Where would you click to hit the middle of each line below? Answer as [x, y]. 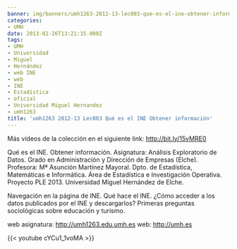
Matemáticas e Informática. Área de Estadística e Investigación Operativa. [115, 174]
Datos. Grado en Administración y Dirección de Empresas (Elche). [103, 160]
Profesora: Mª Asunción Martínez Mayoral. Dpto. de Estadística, [100, 167]
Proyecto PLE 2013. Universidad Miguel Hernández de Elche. [96, 182]
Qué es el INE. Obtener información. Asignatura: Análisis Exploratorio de [112, 152]
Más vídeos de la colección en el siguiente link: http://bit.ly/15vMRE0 [107, 139]
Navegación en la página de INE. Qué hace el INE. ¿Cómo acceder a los [111, 196]
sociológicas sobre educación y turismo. [66, 210]
